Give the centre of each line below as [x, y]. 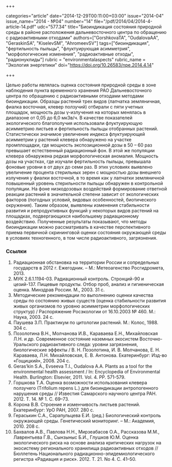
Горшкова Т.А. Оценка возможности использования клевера [80, 383]
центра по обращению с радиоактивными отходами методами [75, 96]
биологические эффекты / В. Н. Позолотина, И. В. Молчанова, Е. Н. [87, 350]
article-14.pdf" [21, 27]
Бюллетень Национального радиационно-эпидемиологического [84, 454]
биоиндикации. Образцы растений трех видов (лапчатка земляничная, [83, 101]
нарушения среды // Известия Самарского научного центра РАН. [85, 393]
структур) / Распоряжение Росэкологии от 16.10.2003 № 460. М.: [84, 312]
